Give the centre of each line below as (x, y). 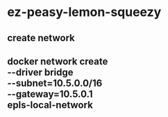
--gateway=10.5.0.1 (50, 94)
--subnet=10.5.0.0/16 (55, 83)
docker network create (58, 61)
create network (41, 38)
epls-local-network (50, 105)
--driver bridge (41, 72)
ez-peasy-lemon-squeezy (84, 12)
